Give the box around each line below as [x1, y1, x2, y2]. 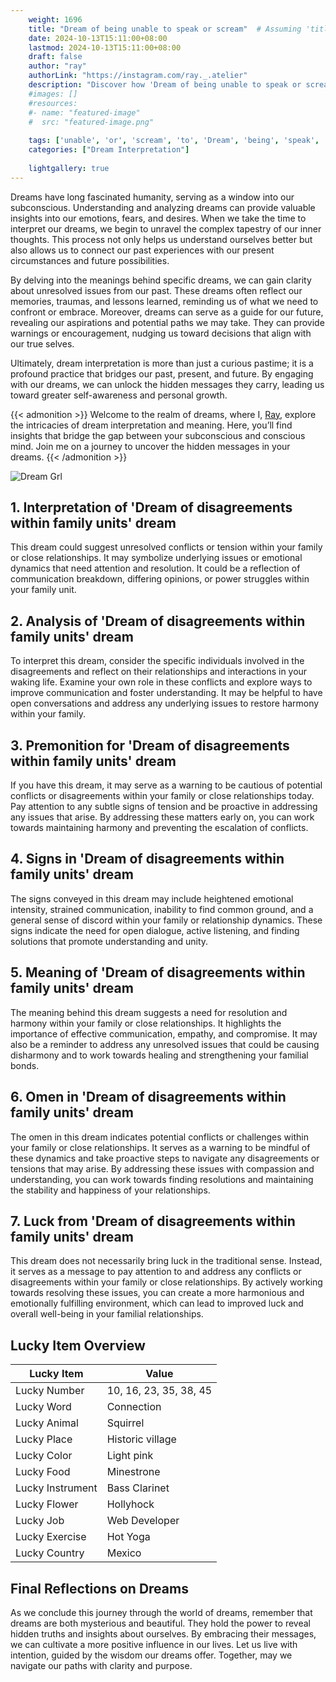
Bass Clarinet [106, 1481, 170, 1495]
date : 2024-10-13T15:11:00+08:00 [28, 33, 168, 43]
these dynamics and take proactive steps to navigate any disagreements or [10, 1152, 320, 1164]
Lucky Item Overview [10, 1337, 146, 1354]
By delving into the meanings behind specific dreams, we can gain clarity [10, 274, 312, 286]
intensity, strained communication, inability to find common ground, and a [10, 903, 314, 915]
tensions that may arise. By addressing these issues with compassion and [10, 1162, 315, 1175]
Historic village [106, 1432, 177, 1446]
